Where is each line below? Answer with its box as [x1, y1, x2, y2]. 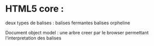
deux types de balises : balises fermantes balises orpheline [5, 20, 130, 26]
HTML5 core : [5, 3, 64, 15]
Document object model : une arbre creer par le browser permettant [5, 29, 149, 35]
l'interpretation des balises [5, 35, 61, 41]
